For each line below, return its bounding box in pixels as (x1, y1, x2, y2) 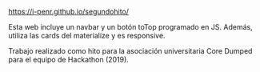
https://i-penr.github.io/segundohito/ (8, 7, 130, 16)
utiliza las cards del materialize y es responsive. (8, 31, 166, 40)
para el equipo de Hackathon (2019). (8, 55, 130, 64)
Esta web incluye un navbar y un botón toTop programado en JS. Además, (8, 22, 254, 31)
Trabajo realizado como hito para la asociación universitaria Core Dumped (8, 46, 253, 55)
